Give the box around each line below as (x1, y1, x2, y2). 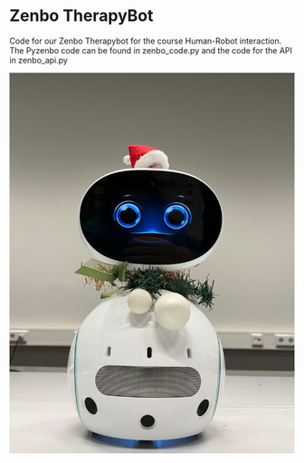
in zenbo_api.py (9, 54, 68, 65)
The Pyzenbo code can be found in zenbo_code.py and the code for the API (9, 44, 292, 55)
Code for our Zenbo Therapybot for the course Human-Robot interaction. (9, 35, 282, 46)
